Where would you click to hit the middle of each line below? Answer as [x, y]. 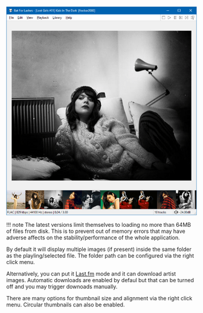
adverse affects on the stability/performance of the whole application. [93, 238]
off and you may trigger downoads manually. [62, 286]
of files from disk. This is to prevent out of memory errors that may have [96, 231]
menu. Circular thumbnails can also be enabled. [66, 305]
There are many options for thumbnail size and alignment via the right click [99, 299]
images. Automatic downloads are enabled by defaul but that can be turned [100, 280]
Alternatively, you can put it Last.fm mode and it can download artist [91, 274]
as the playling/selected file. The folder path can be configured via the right [100, 256]
